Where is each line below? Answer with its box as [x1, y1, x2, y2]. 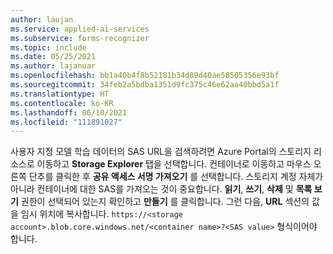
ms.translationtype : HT [10, 89, 110, 99]
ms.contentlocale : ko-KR [10, 98, 114, 108]
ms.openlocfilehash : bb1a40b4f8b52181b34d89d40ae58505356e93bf [10, 71, 280, 81]
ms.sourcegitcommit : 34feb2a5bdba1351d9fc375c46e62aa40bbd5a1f [10, 80, 280, 90]
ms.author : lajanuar [10, 61, 97, 71]
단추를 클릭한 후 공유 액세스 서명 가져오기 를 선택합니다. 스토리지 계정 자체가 [28, 171, 324, 183]
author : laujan [10, 14, 74, 25]
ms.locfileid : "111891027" [10, 117, 123, 127]
